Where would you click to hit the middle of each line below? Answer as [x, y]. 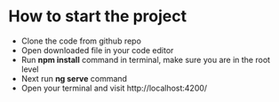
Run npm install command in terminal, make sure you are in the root [146, 59]
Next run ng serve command [74, 78]
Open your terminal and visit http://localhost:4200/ [114, 88]
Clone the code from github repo [81, 41]
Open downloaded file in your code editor [97, 50]
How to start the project [98, 16]
